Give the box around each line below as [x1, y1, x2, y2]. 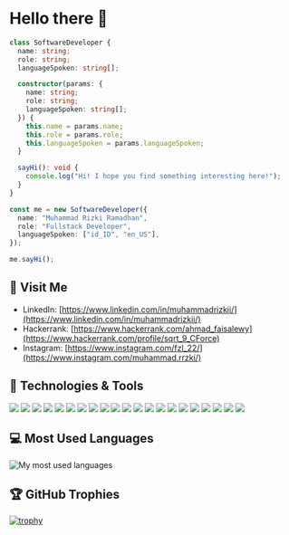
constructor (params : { [17, 80, 103, 89]
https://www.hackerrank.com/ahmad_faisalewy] [73, 323, 253, 334]
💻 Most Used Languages [9, 431, 154, 446]
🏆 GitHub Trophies [9, 486, 120, 502]
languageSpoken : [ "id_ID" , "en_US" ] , [17, 230, 160, 239]
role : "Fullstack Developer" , [17, 222, 131, 231]
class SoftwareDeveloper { [9, 38, 111, 47]
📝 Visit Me [9, 280, 68, 295]
